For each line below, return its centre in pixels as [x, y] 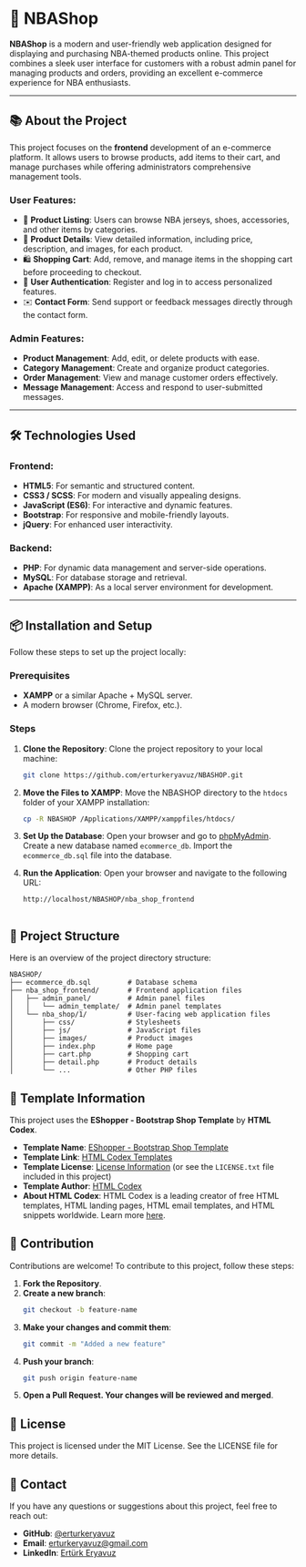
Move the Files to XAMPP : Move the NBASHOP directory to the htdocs [155, 793]
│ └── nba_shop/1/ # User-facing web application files [140, 1015]
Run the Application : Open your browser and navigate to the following [155, 873]
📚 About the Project [68, 121]
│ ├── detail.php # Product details [103, 1062]
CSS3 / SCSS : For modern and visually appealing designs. [132, 496]
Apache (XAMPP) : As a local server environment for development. [148, 588]
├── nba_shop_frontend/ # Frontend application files [126, 991]
